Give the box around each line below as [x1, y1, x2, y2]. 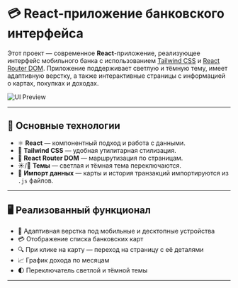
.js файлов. [17, 176, 54, 185]
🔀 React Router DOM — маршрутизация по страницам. [17, 154, 183, 162]
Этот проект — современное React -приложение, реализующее [7, 49, 200, 57]
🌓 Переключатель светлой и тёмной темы [17, 266, 148, 275]
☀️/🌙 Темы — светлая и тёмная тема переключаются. [17, 161, 182, 170]
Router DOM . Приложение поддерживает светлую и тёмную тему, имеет [7, 64, 228, 72]
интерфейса [7, 25, 84, 42]
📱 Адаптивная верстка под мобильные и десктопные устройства [17, 226, 215, 235]
